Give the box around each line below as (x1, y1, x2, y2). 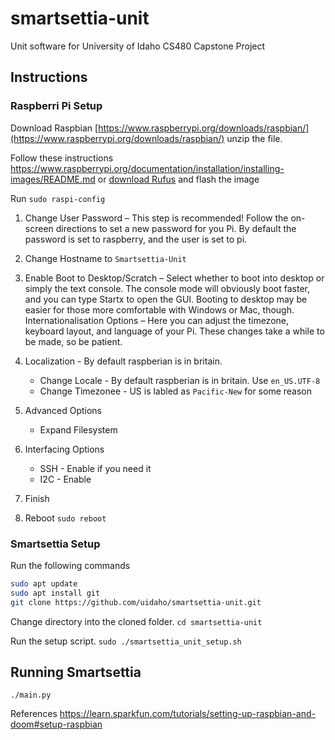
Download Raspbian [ (10, 122, 99, 134)
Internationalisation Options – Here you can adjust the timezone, (24, 314, 289, 326)
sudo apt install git (10, 588, 101, 598)
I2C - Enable (39, 473, 92, 485)
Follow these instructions (10, 152, 114, 164)
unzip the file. (226, 132, 283, 144)
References (10, 708, 58, 720)
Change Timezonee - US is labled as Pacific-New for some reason (39, 385, 312, 397)
